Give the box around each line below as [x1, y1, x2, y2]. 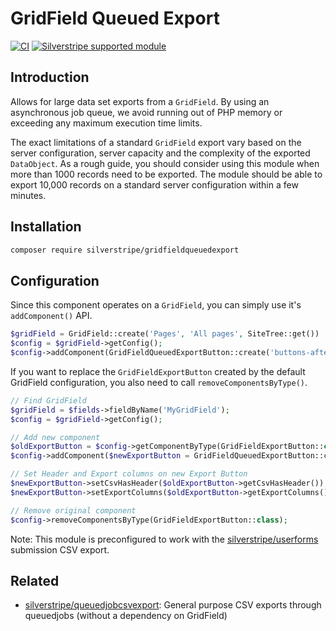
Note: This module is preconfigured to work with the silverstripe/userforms [10, 533, 319, 545]
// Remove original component [10, 505, 137, 516]
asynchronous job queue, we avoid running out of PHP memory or [10, 106, 283, 118]
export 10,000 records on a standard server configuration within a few [10, 178, 299, 191]
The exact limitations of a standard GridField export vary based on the [10, 136, 302, 148]
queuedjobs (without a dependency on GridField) [24, 610, 228, 622]
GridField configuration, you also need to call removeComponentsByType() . [10, 376, 308, 388]
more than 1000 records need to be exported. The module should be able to [10, 168, 323, 180]
